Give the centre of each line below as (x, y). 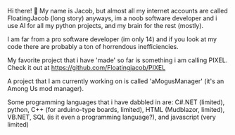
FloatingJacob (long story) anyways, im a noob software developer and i (112, 18)
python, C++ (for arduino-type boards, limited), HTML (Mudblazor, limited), (116, 109)
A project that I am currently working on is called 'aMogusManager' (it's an (116, 81)
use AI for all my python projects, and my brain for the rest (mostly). (106, 26)
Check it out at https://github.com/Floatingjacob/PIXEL (87, 67)
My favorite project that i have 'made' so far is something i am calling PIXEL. (118, 60)
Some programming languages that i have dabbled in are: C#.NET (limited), (116, 102)
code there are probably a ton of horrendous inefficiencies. (93, 47)
